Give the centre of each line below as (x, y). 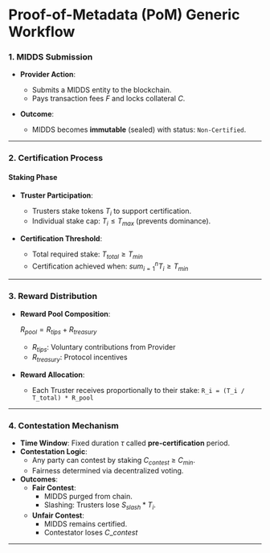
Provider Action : (48, 75)
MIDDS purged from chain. (88, 497)
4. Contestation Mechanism (63, 426)
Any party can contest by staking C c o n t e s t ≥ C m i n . (113, 461)
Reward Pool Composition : (65, 313)
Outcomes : (39, 479)
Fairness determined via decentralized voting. (108, 471)
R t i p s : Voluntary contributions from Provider (104, 348)
